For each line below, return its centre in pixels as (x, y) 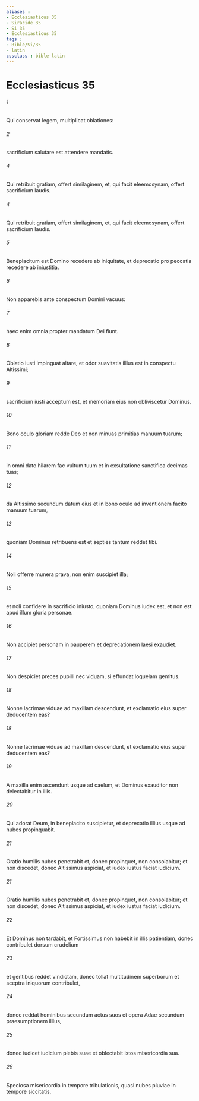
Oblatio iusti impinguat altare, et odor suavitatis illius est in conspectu (91, 363)
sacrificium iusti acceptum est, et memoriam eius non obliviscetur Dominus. (99, 401)
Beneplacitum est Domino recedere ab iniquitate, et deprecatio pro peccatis (99, 261)
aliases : (18, 12)
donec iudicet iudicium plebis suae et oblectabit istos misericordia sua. (93, 1053)
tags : (14, 39)
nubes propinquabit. (31, 830)
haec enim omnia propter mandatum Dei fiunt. (62, 331)
